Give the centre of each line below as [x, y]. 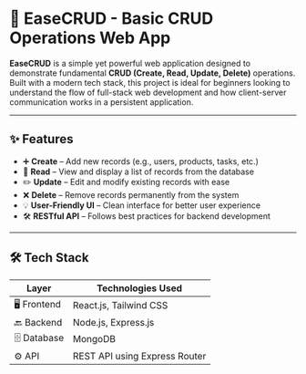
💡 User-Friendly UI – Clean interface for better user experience [142, 205]
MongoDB [94, 339]
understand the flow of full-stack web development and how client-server [148, 92]
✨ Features [41, 139]
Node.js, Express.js [113, 322]
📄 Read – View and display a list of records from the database [138, 171]
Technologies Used [140, 288]
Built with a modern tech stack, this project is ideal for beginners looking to [150, 82]
